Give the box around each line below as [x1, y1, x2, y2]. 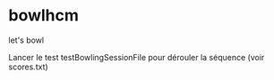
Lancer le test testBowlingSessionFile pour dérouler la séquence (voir [8, 52, 265, 62]
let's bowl [8, 35, 45, 45]
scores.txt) [8, 61, 48, 72]
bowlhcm [8, 5, 80, 26]
